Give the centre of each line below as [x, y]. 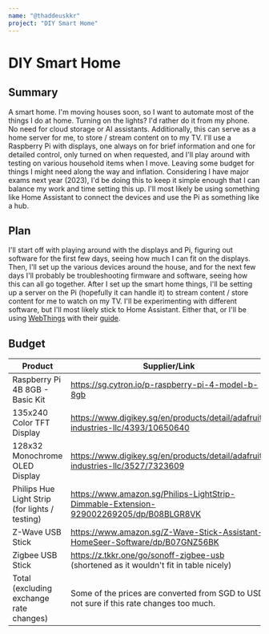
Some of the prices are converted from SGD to [158, 593]
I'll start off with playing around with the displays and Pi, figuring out [121, 250]
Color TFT [31, 423]
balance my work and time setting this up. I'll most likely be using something [134, 189]
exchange [31, 599]
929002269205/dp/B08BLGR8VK [136, 514]
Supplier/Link [169, 366]
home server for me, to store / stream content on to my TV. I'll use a [120, 137]
